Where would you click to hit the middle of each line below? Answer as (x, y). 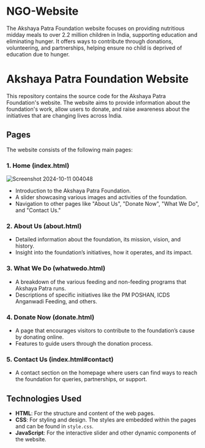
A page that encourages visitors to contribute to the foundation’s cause (105, 330)
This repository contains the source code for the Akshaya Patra (86, 96)
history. (25, 246)
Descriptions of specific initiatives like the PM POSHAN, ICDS (92, 295)
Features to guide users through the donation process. (84, 343)
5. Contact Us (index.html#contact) (60, 359)
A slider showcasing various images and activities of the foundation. (101, 197)
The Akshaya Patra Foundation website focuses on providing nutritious (95, 28)
